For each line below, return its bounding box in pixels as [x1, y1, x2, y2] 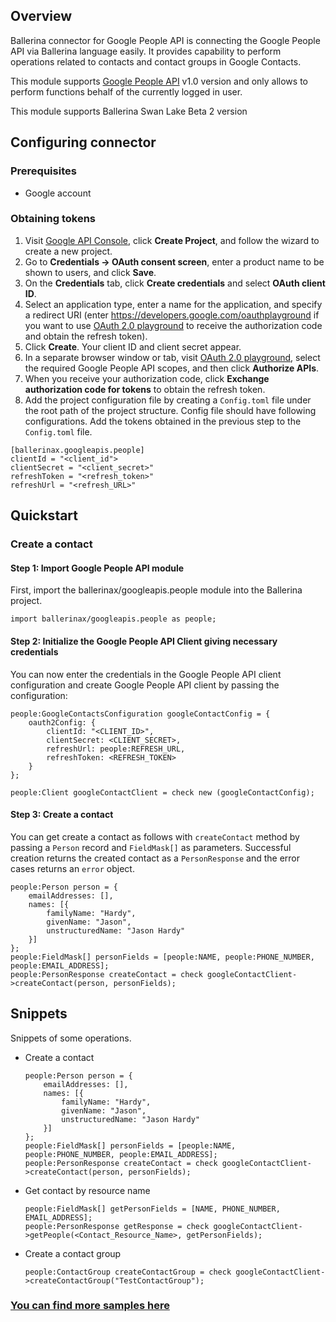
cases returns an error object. [10, 862, 135, 874]
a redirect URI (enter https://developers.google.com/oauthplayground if [24, 309, 320, 321]
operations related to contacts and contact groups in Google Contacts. [10, 55, 302, 68]
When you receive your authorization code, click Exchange [24, 372, 270, 384]
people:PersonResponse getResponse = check [24, 1221, 210, 1231]
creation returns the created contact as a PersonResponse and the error [10, 852, 301, 864]
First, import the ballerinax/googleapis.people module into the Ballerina [10, 584, 303, 596]
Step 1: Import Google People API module [10, 562, 185, 574]
